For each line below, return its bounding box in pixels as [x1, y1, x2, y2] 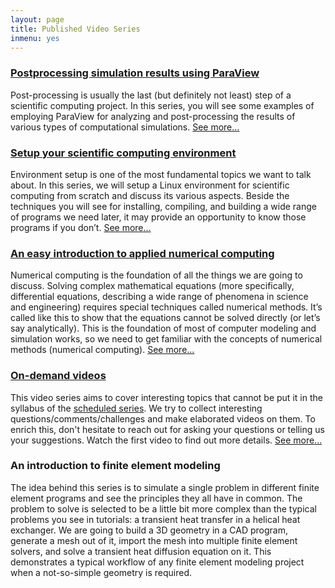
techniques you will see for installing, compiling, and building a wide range [10, 200, 317, 212]
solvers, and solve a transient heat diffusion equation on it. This [10, 545, 272, 557]
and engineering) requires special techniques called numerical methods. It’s [10, 301, 323, 313]
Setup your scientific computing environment [10, 146, 237, 160]
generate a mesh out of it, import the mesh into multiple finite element [10, 534, 298, 546]
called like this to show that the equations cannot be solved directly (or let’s [10, 312, 321, 324]
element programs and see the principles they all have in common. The [10, 492, 303, 504]
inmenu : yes [10, 33, 60, 43]
